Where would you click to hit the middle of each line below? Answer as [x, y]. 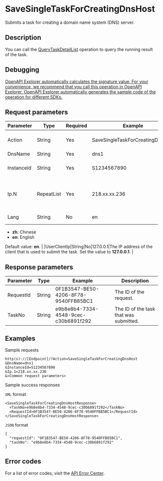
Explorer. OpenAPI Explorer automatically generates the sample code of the [81, 92]
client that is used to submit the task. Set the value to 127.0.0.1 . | [69, 252]
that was [124, 315]
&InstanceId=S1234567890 [30, 367]
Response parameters [39, 267]
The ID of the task [135, 309]
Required [76, 126]
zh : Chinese [24, 232]
